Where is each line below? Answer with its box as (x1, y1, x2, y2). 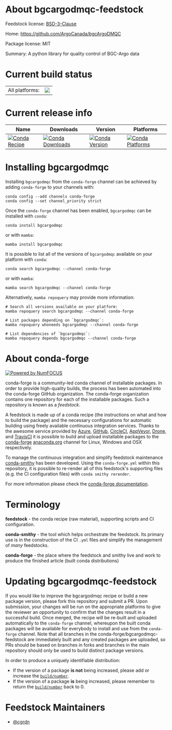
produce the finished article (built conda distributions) (5, 557, 119, 564)
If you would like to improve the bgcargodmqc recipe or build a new (5, 593, 148, 599)
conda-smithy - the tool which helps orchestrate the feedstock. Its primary (5, 531, 164, 537)
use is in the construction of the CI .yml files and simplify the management (5, 537, 162, 543)
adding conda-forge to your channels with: (5, 184, 95, 190)
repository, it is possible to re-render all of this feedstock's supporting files (5, 465, 163, 471)
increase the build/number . (12, 672, 70, 679)
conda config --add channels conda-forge (5, 194, 95, 199)
